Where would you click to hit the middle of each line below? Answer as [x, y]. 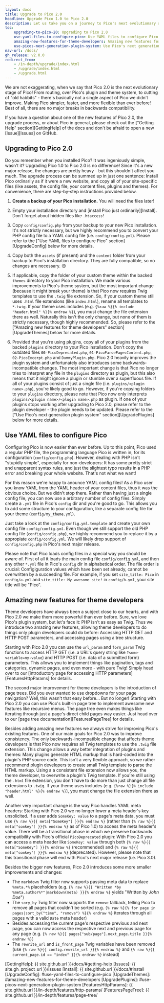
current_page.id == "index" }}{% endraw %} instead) [66, 955]
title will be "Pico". [23, 585]
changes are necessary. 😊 [39, 266]
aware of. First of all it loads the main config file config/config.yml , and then [82, 559]
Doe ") [18, 897]
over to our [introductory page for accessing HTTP [56, 673]
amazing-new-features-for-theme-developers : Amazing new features [83, 42]
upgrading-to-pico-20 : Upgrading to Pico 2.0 [61, 32]
